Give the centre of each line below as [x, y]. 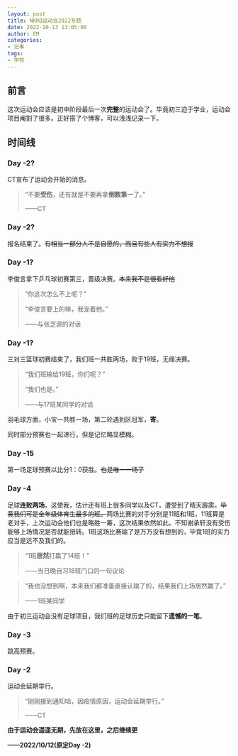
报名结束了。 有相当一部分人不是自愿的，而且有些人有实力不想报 [100, 243]
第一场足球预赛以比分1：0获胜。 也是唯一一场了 [76, 470]
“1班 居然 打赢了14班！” [57, 555]
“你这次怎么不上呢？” [56, 294]
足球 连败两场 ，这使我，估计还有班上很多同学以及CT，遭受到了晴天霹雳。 [114, 505]
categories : [25, 40]
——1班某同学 [45, 601]
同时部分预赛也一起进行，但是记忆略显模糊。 [73, 434]
